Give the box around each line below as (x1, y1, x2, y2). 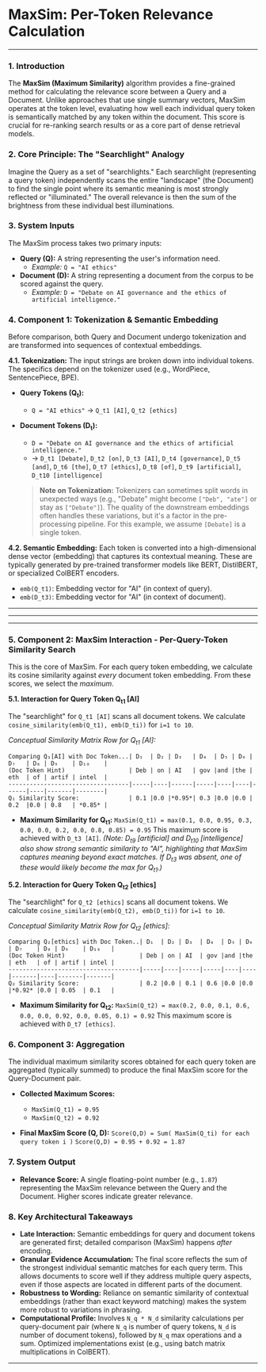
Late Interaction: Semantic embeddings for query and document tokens (19, 1229, 256, 1239)
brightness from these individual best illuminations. (8, 201, 175, 210)
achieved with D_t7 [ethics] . (19, 1019, 116, 1029)
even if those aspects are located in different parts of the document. (19, 1280, 243, 1290)
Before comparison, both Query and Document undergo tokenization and (8, 332, 247, 342)
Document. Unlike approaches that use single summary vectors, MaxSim (8, 95, 245, 105)
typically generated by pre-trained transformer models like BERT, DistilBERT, (8, 560, 258, 569)
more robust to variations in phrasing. (19, 1305, 142, 1315)
